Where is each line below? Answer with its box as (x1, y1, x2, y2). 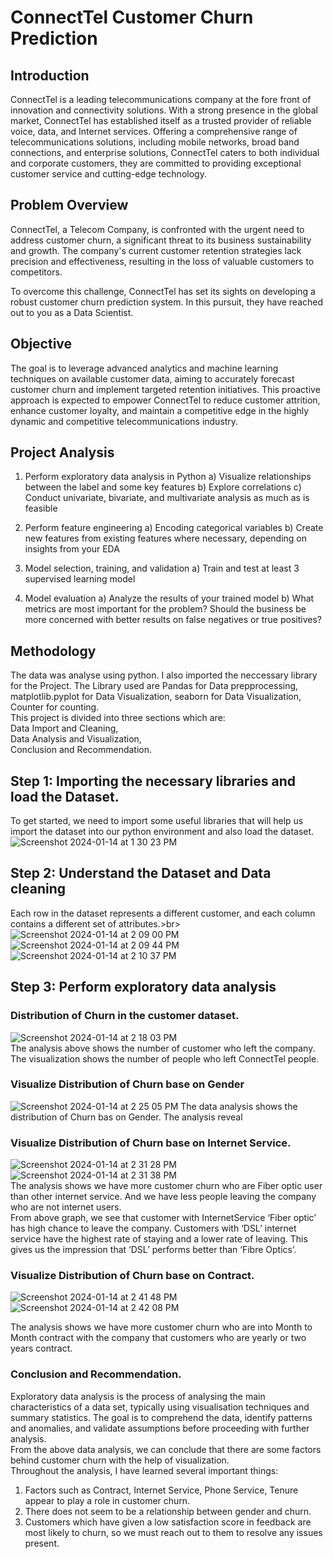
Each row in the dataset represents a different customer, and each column (10, 907, 316, 919)
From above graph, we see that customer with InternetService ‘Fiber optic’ (10, 1212, 317, 1224)
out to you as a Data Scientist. (10, 306, 134, 318)
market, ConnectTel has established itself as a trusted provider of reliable (10, 115, 312, 126)
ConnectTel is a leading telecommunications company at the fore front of (10, 94, 312, 105)
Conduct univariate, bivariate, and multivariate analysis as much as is (24, 492, 310, 504)
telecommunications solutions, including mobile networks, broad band (10, 136, 300, 148)
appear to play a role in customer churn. (24, 1494, 191, 1506)
